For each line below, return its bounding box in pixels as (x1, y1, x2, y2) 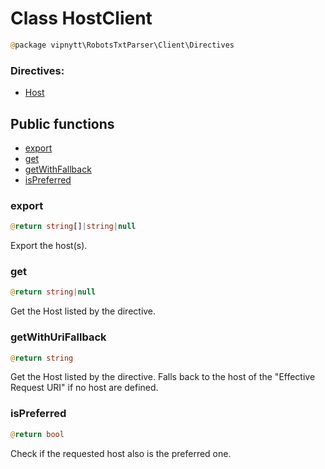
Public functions (10, 115, 115, 132)
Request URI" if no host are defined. (10, 382, 159, 394)
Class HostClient (10, 7, 153, 30)
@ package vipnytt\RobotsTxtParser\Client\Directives (10, 40, 235, 50)
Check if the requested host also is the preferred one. (10, 447, 232, 459)
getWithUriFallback (10, 330, 107, 344)
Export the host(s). (10, 240, 88, 252)
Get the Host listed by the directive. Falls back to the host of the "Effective (10, 371, 316, 383)
